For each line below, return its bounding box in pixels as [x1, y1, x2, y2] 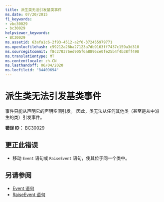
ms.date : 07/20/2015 [5, 12, 48, 17]
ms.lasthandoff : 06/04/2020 [5, 63, 64, 68]
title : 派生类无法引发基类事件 [5, 7, 62, 12]
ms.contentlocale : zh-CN [5, 58, 57, 63]
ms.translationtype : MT [5, 53, 55, 59]
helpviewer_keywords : [5, 30, 50, 35]
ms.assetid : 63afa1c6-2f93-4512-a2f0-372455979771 [5, 40, 113, 45]
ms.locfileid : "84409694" [5, 68, 59, 73]
